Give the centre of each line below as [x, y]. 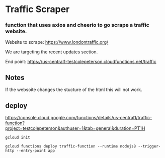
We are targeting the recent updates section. [52, 52]
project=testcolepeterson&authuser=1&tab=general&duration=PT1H [75, 128]
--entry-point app [36, 151]
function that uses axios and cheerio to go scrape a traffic [77, 25]
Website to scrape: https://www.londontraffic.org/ [57, 42]
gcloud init [18, 138]
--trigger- [149, 146]
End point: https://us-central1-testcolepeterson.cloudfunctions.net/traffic [81, 62]
